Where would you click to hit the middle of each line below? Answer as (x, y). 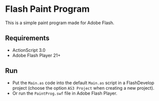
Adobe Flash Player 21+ (36, 55)
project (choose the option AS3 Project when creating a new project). (83, 88)
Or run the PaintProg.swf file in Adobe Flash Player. (65, 93)
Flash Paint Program (48, 9)
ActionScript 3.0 (29, 50)
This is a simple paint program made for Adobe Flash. (60, 23)
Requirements (27, 38)
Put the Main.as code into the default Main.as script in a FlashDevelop (83, 83)
